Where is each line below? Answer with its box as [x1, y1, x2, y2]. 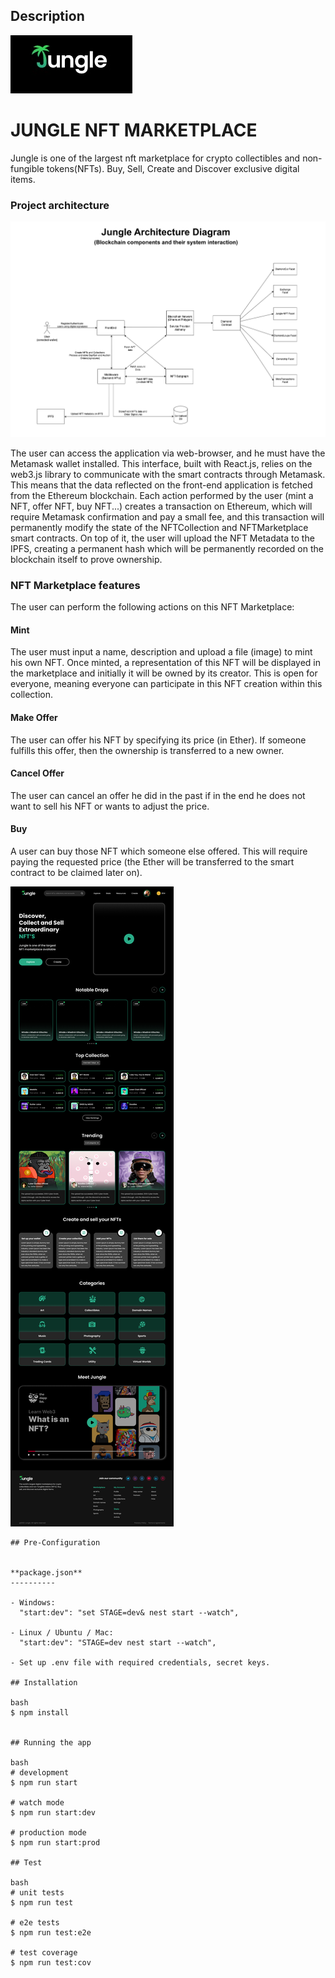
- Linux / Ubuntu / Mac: [10, 1628, 114, 1638]
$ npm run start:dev [10, 1808, 97, 1818]
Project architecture [10, 198, 110, 212]
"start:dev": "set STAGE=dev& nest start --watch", [19, 1608, 240, 1618]
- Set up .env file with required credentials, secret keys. [10, 1658, 271, 1668]
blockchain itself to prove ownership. [10, 553, 163, 565]
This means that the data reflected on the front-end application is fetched [10, 479, 313, 491]
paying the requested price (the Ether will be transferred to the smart [10, 856, 295, 868]
